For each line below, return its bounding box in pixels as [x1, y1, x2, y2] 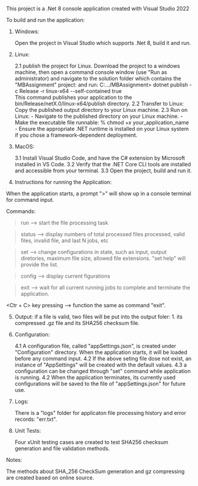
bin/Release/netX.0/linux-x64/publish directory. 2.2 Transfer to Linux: [14, 100, 184, 107]
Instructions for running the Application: [14, 179, 112, 185]
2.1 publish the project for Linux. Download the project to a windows [14, 62, 180, 69]
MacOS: [14, 143, 35, 150]
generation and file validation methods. [14, 445, 111, 452]
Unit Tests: [14, 427, 41, 434]
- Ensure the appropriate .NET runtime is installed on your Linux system [14, 125, 189, 132]
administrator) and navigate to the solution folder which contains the [14, 75, 181, 82]
